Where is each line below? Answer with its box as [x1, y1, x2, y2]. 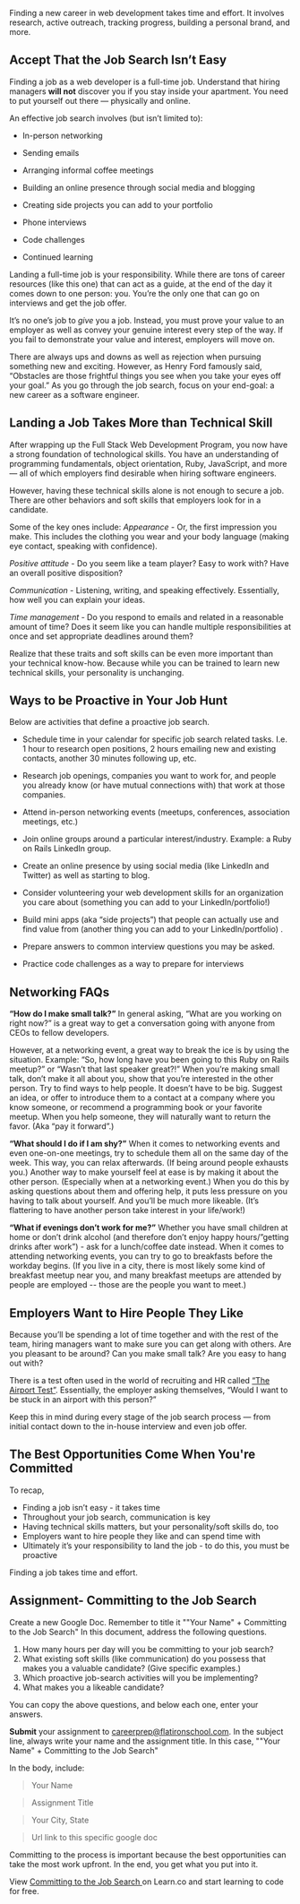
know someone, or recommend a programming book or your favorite [9, 1102, 262, 1113]
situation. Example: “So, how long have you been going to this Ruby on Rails [9, 1055, 289, 1065]
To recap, [9, 1485, 45, 1495]
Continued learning [21, 251, 94, 263]
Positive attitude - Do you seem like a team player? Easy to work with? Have [9, 557, 289, 568]
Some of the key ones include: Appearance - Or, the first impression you [9, 521, 278, 532]
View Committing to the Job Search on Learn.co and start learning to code [9, 1876, 285, 1887]
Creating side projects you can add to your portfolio [21, 199, 213, 210]
